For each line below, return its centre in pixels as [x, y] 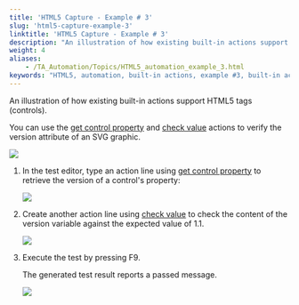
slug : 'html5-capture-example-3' [71, 26]
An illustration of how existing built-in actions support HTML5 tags [131, 100]
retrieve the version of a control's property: [101, 180]
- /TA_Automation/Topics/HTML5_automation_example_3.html [135, 68]
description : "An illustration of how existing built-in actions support [149, 42]
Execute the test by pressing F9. [81, 257]
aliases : [25, 59]
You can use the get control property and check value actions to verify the [145, 127]
